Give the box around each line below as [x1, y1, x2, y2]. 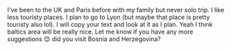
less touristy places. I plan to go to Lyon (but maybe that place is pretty [7, 13, 210, 21]
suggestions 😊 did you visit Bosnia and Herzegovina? [7, 35, 161, 43]
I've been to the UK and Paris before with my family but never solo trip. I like [7, 6, 225, 14]
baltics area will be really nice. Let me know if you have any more [7, 27, 194, 36]
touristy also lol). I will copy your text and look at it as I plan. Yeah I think [7, 21, 213, 28]
